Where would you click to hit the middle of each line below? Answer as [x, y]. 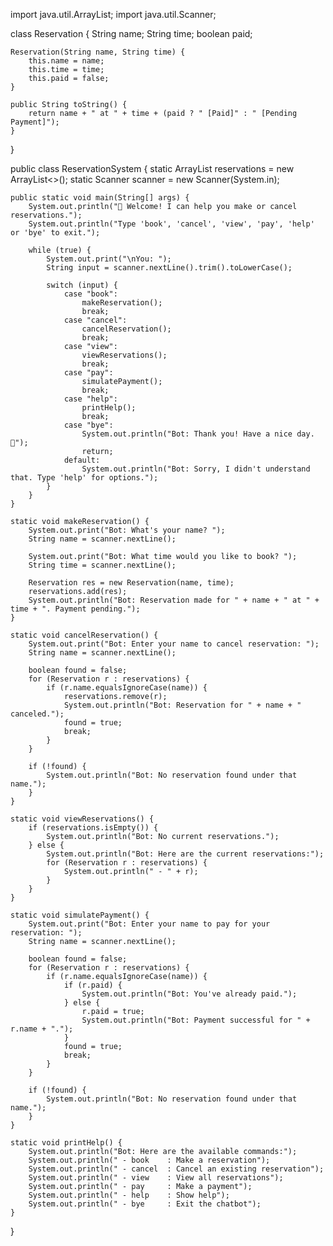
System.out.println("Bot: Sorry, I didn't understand [196, 469]
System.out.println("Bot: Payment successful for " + [196, 1020]
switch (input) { [82, 285]
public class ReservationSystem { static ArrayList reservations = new [152, 168]
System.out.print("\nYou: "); [109, 259]
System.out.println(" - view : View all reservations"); [156, 1178]
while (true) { [60, 250]
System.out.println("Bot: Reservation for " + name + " [182, 705]
